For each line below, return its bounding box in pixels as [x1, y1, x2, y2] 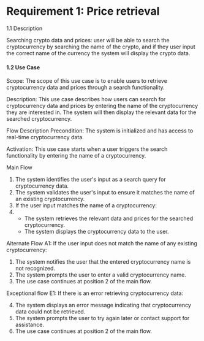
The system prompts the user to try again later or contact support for [15, 315, 190, 322]
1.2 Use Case [6, 63, 40, 71]
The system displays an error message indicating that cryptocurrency [15, 302, 192, 309]
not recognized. [15, 265, 56, 272]
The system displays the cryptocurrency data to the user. [24, 228, 169, 236]
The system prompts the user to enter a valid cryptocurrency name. [15, 271, 187, 278]
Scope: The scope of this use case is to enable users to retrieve [6, 77, 167, 85]
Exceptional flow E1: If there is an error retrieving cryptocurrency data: [6, 289, 184, 297]
